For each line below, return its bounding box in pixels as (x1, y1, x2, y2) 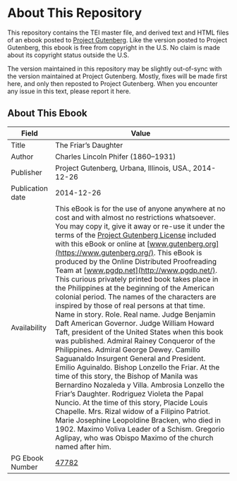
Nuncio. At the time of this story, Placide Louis (55, 397, 208, 407)
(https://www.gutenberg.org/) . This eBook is (55, 248, 202, 257)
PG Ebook (11, 453, 44, 463)
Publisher (11, 167, 42, 177)
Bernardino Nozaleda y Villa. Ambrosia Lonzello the (55, 379, 225, 389)
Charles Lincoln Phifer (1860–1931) (55, 152, 176, 162)
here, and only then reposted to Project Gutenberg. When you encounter (7, 79, 219, 87)
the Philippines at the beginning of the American (55, 283, 215, 293)
